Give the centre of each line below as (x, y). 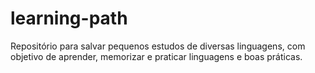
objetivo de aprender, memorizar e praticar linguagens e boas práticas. (156, 56)
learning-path (69, 18)
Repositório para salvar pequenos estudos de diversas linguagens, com (158, 46)
